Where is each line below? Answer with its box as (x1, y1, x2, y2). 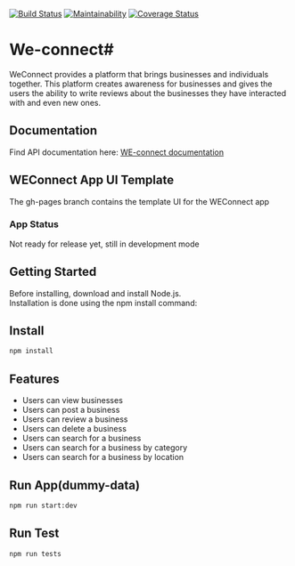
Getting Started (9, 264, 97, 279)
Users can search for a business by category (21, 442, 188, 453)
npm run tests (9, 549, 62, 558)
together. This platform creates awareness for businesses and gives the (9, 78, 274, 89)
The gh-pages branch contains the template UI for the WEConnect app (9, 196, 270, 206)
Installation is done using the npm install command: (9, 297, 198, 308)
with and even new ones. (9, 97, 101, 108)
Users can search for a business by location (21, 452, 184, 463)
